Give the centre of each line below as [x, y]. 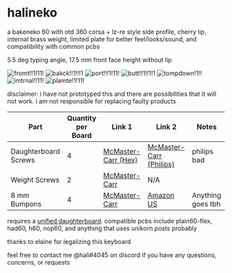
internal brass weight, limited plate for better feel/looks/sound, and [102, 39]
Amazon [161, 195]
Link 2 [167, 127]
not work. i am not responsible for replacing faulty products [91, 101]
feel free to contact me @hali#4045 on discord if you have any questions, [112, 255]
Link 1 [122, 127]
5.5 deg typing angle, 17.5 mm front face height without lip [90, 59]
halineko [32, 13]
